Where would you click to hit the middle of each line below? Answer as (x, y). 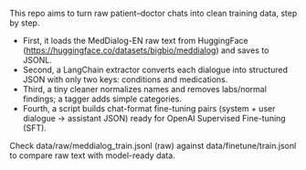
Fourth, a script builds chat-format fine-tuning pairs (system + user (149, 108)
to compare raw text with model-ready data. (92, 155)
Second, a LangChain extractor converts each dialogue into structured (155, 69)
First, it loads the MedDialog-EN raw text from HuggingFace (135, 41)
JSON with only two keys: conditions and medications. (125, 80)
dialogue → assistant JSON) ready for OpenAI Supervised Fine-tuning (154, 118)
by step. (25, 23)
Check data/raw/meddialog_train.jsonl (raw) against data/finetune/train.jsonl (153, 146)
